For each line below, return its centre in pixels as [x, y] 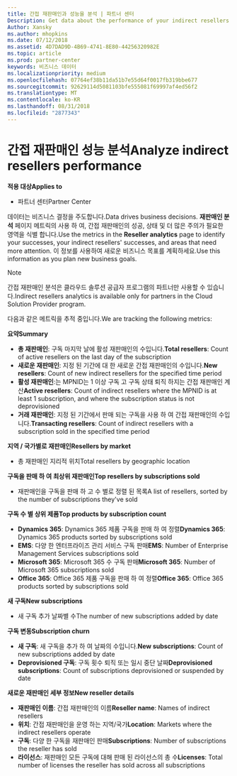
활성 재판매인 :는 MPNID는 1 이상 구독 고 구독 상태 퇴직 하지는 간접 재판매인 [120, 381]
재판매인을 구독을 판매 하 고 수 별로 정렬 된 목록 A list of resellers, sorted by [122, 491]
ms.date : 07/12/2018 [38, 40]
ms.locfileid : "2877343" [44, 113]
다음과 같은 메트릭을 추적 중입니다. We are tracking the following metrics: [110, 318]
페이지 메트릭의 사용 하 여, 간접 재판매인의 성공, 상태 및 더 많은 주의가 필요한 [119, 225]
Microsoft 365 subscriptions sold [66, 569]
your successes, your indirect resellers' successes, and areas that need [112, 242]
